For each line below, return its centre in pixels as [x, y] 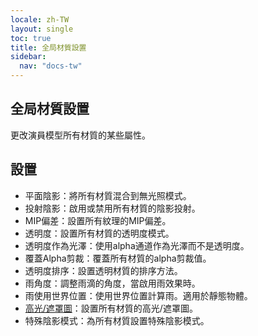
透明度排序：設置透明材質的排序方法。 [103, 270]
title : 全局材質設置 [48, 47]
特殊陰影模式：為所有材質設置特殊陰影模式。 [117, 320]
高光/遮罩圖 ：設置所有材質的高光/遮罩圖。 [111, 308]
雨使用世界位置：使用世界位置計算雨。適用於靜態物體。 [138, 295]
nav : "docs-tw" [51, 66]
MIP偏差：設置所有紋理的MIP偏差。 [98, 220]
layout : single [42, 29]
